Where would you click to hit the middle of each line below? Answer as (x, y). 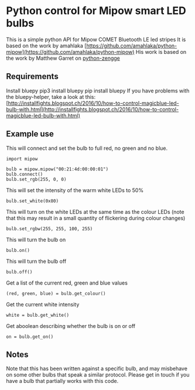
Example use (30, 134)
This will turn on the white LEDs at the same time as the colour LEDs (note (95, 211)
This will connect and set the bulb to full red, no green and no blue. (87, 148)
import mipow (22, 159)
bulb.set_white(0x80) (32, 201)
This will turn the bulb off (36, 261)
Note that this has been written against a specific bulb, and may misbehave (97, 369)
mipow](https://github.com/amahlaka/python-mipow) (70, 52)
